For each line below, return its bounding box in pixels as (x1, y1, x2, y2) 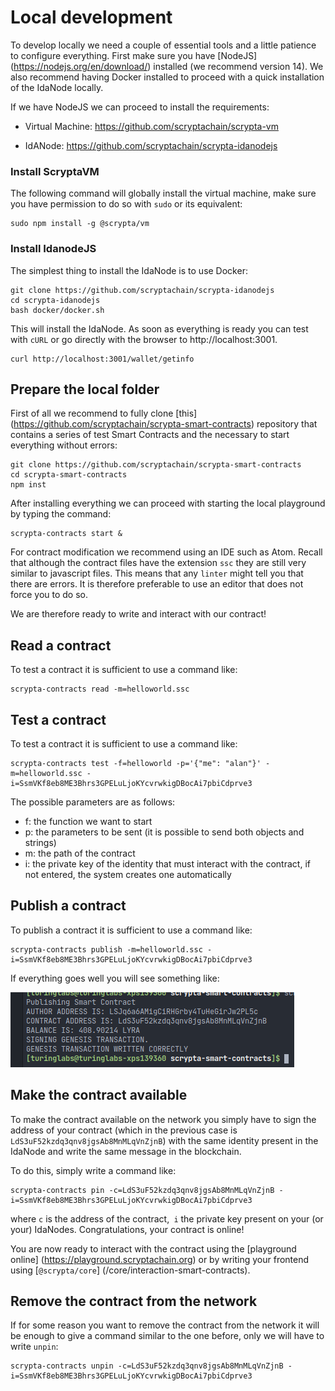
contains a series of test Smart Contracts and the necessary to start (10, 429, 290, 441)
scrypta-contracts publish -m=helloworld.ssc (10, 944, 203, 955)
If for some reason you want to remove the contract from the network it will (10, 1319, 320, 1331)
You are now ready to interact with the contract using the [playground (10, 1242, 297, 1255)
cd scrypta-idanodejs (10, 295, 101, 305)
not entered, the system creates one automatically (24, 868, 232, 880)
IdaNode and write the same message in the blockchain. (10, 1145, 242, 1157)
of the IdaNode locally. (10, 81, 104, 93)
